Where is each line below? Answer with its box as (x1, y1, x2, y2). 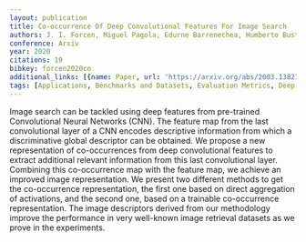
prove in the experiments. (9, 222, 106, 233)
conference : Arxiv (9, 38, 79, 48)
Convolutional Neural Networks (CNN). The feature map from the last (9, 116, 269, 126)
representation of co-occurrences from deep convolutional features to (9, 145, 273, 156)
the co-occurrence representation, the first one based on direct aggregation (9, 183, 296, 194)
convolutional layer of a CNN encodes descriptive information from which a (9, 125, 292, 136)
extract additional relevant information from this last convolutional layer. (9, 154, 278, 165)
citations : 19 (9, 55, 64, 65)
